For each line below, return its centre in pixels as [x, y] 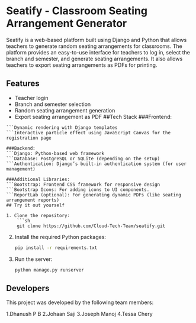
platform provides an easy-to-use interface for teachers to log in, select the [98, 52]
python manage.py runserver [49, 270]
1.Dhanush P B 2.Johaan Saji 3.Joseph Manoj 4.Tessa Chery [79, 314]
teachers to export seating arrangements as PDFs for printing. [82, 65]
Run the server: [33, 259]
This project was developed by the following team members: [80, 302]
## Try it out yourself [36, 205]
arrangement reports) [33, 200]
